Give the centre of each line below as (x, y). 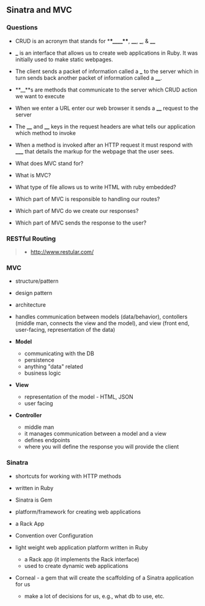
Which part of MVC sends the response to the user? (81, 223)
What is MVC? (33, 175)
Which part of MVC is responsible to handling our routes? (88, 199)
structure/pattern (37, 281)
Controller (28, 415)
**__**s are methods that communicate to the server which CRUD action (106, 90)
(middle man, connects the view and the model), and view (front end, (102, 323)
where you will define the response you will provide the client (102, 447)
